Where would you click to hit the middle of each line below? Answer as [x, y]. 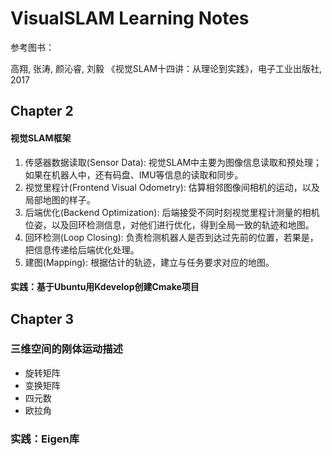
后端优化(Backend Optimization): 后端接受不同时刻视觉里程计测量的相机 [172, 212]
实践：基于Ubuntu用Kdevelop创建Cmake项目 [105, 287]
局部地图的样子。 [60, 199]
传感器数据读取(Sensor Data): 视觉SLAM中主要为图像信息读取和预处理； [173, 162]
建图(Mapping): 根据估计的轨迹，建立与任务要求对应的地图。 [149, 262]
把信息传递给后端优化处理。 [82, 249]
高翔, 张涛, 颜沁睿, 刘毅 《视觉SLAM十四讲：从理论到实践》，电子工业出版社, [166, 68]
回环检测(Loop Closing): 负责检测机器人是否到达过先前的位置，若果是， [171, 237]
